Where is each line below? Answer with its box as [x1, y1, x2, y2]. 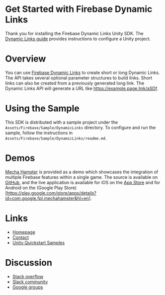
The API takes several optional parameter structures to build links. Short [5, 74, 153, 80]
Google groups [12, 284, 43, 290]
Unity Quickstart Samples [12, 239, 65, 245]
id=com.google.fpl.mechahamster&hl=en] [5, 195, 91, 201]
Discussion [5, 257, 52, 268]
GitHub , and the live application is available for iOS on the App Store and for [5, 179, 161, 185]
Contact [12, 234, 29, 240]
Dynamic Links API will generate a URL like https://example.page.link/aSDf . [5, 85, 159, 91]
